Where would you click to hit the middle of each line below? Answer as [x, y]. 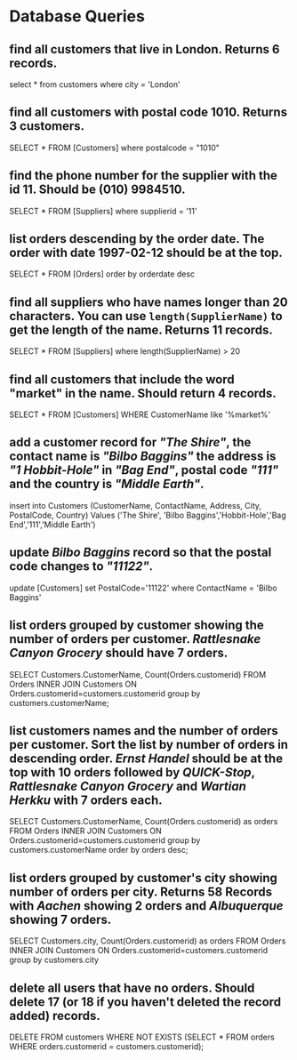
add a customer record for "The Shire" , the [130, 442]
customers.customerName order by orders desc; [99, 850]
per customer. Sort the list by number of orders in [149, 744]
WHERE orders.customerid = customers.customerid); [107, 1046]
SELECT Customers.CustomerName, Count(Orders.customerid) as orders [144, 822]
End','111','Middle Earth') [52, 524]
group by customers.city [54, 960]
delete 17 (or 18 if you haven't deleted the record [145, 1002]
